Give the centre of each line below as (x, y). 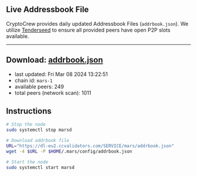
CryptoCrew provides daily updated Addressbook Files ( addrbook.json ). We (97, 23)
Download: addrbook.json (55, 60)
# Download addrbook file (38, 141)
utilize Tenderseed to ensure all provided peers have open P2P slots (88, 30)
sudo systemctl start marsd (40, 167)
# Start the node (27, 162)
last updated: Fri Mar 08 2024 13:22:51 (61, 74)
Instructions (29, 111)
